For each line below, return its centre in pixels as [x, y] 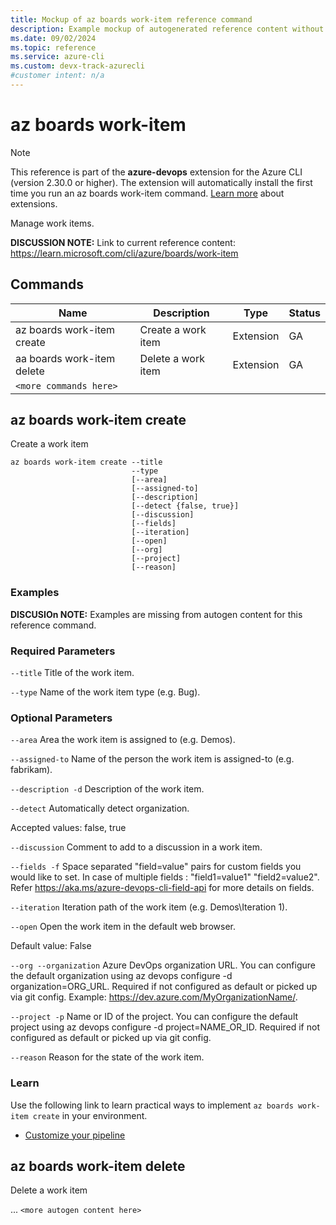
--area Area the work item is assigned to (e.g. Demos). [123, 740]
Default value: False [51, 946]
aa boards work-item [65, 358]
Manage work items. [52, 223]
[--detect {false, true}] [185, 506]
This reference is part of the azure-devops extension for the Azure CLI [156, 172]
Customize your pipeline [75, 1135]
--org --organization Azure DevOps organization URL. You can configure [163, 965]
